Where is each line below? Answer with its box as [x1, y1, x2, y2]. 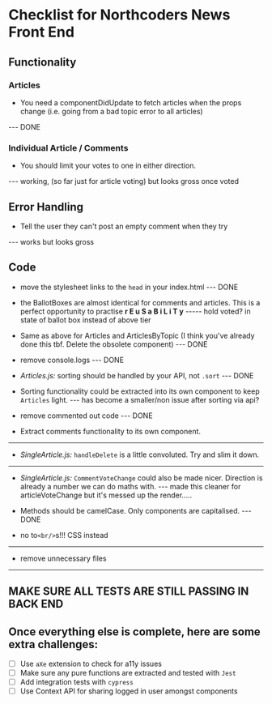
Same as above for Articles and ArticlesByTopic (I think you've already [19, 331, 255, 340]
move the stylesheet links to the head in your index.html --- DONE [19, 282, 239, 292]
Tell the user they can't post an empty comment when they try [19, 221, 228, 231]
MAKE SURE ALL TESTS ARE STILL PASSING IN [8, 585, 249, 599]
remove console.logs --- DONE [19, 355, 124, 365]
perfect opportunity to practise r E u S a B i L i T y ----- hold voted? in [19, 306, 251, 316]
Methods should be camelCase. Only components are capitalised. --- [19, 506, 253, 515]
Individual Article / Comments [8, 142, 129, 153]
